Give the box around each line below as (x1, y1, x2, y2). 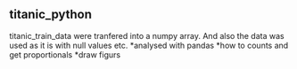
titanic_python (9, 7, 92, 22)
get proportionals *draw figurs (9, 49, 121, 60)
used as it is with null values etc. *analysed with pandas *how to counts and (9, 40, 289, 50)
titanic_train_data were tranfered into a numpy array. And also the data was (9, 30, 285, 41)
